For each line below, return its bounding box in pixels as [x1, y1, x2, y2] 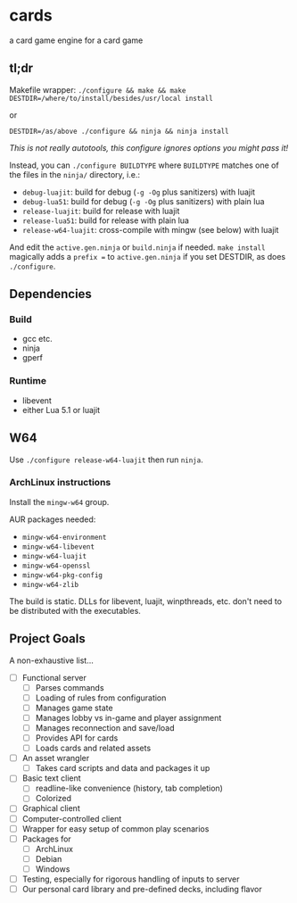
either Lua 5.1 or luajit [21, 404, 101, 415]
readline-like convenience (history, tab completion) [35, 783, 223, 794]
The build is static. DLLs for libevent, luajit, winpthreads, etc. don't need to [9, 595, 283, 607]
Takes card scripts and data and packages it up [35, 763, 210, 774]
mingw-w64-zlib [21, 580, 79, 589]
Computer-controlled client [21, 813, 122, 824]
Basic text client [21, 773, 82, 783]
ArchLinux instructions [9, 476, 111, 489]
